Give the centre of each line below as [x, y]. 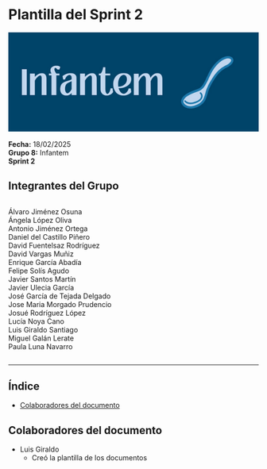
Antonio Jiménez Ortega [48, 229]
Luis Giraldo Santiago [43, 330]
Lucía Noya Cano [37, 321]
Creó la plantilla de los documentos [89, 457]
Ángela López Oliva [40, 221]
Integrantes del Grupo [64, 185]
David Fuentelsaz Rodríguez [54, 246]
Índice [24, 386]
